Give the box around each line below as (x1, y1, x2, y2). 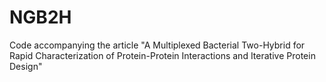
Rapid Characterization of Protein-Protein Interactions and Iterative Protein (9, 49, 316, 61)
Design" (9, 60, 43, 72)
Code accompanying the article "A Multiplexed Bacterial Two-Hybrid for (9, 39, 306, 51)
